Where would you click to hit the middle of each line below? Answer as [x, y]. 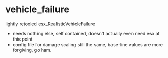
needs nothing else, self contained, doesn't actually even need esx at [86, 33]
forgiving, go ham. [32, 50]
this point [23, 39]
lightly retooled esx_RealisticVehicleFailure [50, 24]
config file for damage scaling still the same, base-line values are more [88, 44]
